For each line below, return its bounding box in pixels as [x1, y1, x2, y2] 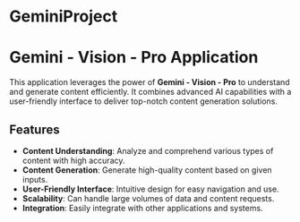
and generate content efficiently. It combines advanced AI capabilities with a [9, 87, 292, 98]
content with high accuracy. [21, 155, 125, 166]
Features [9, 122, 60, 137]
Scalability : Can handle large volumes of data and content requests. [21, 192, 275, 203]
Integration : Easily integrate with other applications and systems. [21, 202, 263, 213]
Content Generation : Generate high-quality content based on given [21, 164, 272, 175]
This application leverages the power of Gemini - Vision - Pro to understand [9, 77, 290, 88]
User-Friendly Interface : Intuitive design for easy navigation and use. [21, 184, 279, 194]
